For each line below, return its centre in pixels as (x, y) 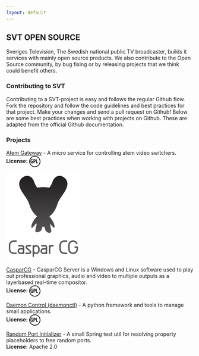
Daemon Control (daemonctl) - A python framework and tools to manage (95, 305)
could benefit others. (32, 71)
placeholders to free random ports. (49, 340)
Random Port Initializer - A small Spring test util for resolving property (91, 334)
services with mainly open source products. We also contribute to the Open (99, 58)
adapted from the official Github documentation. (65, 124)
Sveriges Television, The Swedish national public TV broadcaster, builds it (97, 52)
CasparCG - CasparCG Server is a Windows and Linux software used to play (100, 269)
